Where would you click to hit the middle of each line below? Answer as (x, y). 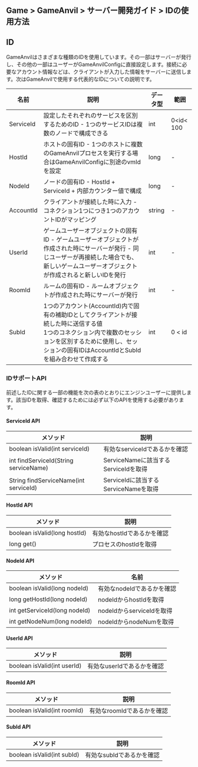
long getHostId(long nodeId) (48, 599)
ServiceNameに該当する (137, 460)
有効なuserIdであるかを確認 (126, 666)
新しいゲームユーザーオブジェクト (90, 266)
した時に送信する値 (76, 324)
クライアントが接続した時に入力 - (90, 202)
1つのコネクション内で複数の (84, 332)
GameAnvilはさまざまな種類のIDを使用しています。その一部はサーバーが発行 (99, 57)
